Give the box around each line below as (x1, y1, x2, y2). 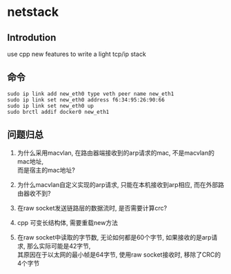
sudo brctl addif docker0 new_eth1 (7, 108, 110, 115)
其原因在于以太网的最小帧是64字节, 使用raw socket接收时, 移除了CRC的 (17, 250, 221, 259)
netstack (7, 4, 59, 20)
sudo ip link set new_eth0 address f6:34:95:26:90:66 (7, 96, 165, 104)
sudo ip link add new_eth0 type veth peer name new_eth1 (7, 90, 174, 97)
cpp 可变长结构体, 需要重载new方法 (17, 218, 119, 226)
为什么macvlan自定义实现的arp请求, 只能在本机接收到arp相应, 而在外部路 (17, 180, 224, 188)
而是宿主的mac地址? (17, 166, 76, 174)
